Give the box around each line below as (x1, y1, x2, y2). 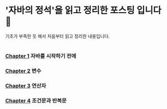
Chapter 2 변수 (5, 67, 42, 74)
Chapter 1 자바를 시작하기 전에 (5, 52, 76, 59)
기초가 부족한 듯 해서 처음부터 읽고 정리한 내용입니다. (5, 33, 110, 39)
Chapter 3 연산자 (5, 82, 46, 89)
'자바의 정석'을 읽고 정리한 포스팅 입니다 (5, 5, 162, 16)
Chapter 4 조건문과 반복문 (5, 97, 67, 104)
